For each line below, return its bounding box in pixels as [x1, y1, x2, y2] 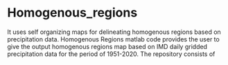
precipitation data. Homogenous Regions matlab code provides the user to [7, 35, 220, 43]
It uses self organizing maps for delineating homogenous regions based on [7, 28, 222, 36]
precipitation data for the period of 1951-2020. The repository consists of [7, 50, 216, 58]
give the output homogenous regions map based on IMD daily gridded [7, 42, 208, 50]
